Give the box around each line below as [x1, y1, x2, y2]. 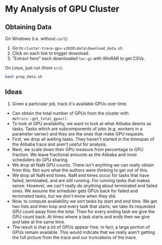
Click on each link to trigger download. [12, 50, 90, 56]
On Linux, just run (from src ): [5, 65, 63, 71]
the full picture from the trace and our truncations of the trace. [12, 234, 137, 240]
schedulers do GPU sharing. [12, 157, 69, 163]
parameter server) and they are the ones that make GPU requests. [12, 131, 145, 137]
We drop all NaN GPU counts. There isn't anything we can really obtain [12, 162, 154, 168]
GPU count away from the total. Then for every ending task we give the [12, 208, 155, 214]
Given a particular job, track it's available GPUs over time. [12, 101, 127, 107]
